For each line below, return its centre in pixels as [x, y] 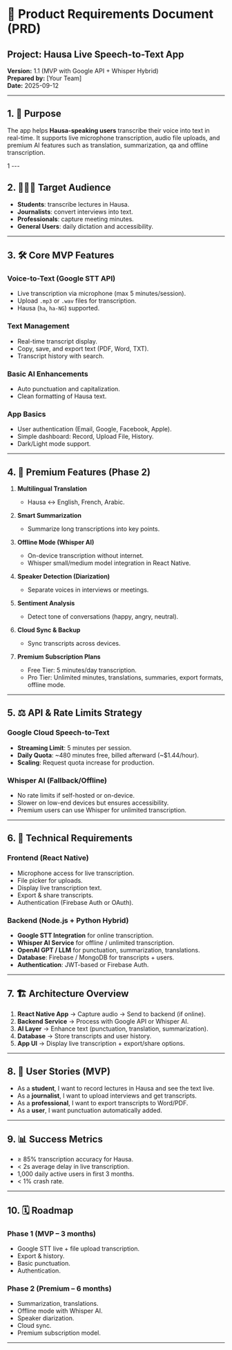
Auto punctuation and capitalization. [69, 388]
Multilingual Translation [52, 489]
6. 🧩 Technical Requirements [70, 838]
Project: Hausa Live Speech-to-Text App [96, 54]
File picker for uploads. [50, 880]
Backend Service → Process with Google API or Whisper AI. [103, 1021]
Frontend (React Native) [48, 858]
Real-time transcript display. [57, 341]
